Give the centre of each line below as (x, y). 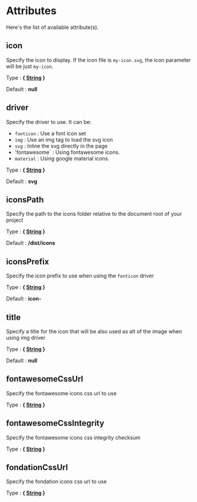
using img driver (26, 338)
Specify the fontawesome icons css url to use (61, 393)
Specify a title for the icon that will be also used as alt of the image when (94, 331)
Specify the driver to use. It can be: (49, 122)
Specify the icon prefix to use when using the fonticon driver (80, 276)
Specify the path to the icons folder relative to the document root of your (94, 214)
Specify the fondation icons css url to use (56, 481)
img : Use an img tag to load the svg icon (64, 139)
